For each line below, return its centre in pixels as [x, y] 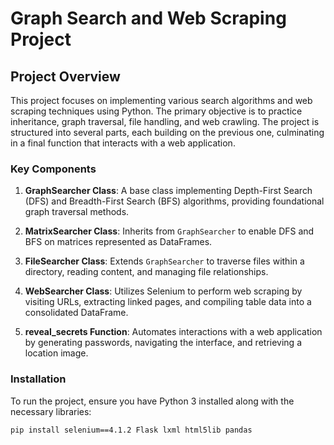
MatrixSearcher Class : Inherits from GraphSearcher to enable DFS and [169, 231]
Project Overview [65, 76]
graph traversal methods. [77, 212]
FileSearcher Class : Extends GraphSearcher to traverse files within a [164, 261]
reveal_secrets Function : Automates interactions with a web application [173, 332]
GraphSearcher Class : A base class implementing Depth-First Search [168, 191]
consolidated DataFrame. [76, 313]
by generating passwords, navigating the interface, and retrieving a [163, 343]
